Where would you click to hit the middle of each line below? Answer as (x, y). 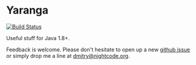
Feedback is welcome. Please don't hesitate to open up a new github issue (98, 49)
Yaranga (27, 10)
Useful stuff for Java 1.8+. (38, 38)
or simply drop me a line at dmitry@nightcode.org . (68, 56)
